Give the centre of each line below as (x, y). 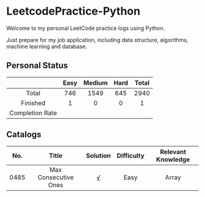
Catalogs (24, 134)
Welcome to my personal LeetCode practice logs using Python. (86, 28)
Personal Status (37, 66)
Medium (95, 82)
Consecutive (56, 177)
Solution (98, 156)
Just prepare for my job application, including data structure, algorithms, (97, 40)
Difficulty (131, 156)
